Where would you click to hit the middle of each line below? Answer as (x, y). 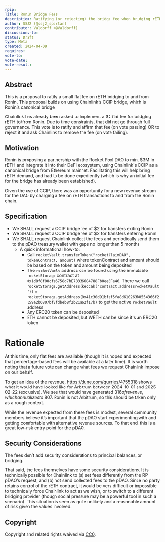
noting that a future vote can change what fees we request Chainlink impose (82, 367)
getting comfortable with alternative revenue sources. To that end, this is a (80, 423)
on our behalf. (19, 372)
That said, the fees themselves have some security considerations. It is (77, 470)
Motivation (22, 148)
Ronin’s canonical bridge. (31, 107)
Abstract (19, 85)
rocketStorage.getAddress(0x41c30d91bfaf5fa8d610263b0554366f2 (93, 297)
